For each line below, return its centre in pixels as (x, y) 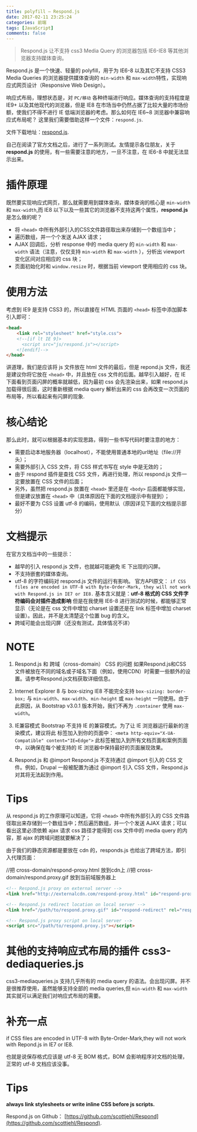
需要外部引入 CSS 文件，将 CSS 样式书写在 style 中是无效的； (89, 467)
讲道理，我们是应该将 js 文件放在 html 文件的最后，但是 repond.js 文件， (93, 367)
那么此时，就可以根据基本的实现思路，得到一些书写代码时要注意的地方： (93, 440)
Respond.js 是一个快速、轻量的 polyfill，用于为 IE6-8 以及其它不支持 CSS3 (96, 70)
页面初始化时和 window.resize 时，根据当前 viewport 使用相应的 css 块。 (102, 266)
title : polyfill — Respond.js (43, 11)
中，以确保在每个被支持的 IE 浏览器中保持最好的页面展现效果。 (90, 748)
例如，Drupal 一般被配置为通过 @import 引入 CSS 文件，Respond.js (107, 767)
